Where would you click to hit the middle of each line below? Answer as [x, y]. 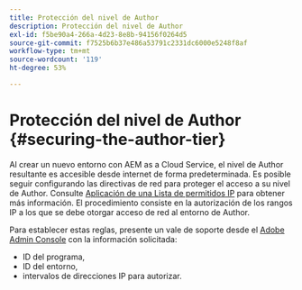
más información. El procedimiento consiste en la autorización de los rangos [151, 203]
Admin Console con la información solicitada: [93, 239]
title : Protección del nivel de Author [84, 18]
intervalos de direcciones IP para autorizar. [102, 276]
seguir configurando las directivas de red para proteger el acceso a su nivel [150, 183]
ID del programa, [54, 257]
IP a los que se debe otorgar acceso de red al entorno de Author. [130, 212]
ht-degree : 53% [38, 68]
